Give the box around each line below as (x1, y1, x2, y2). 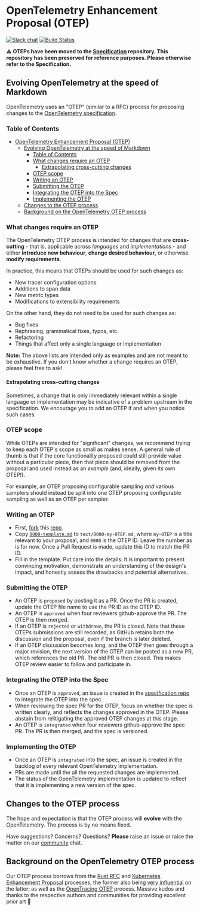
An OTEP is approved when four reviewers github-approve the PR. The (14, 610, 187, 617)
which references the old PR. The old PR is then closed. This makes (14, 654, 181, 662)
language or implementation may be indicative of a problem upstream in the (6, 398, 193, 405)
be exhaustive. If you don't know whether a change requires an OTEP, (6, 358, 178, 365)
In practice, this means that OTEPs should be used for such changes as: (6, 267, 183, 274)
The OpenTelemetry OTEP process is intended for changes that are (6, 237, 171, 244)
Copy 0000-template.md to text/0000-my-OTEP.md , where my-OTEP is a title (14, 531, 193, 538)
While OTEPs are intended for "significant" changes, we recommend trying (6, 439, 190, 446)
